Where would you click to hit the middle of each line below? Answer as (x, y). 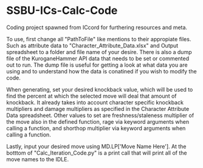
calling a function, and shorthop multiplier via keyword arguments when (96, 128)
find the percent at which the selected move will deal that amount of (92, 96)
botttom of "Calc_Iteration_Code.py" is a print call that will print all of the (97, 153)
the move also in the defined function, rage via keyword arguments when (98, 121)
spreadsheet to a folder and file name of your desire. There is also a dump (99, 52)
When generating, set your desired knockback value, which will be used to (100, 89)
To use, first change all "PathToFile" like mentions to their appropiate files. (99, 39)
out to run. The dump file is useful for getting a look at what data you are (97, 65)
